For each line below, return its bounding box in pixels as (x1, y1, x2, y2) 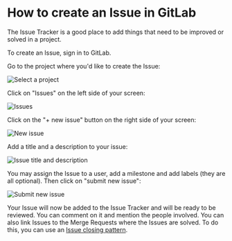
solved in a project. (7, 35, 62, 43)
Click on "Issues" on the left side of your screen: (7, 89, 145, 97)
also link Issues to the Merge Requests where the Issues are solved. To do (7, 218, 219, 226)
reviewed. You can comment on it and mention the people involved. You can (7, 211, 224, 219)
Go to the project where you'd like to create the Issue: (7, 62, 161, 70)
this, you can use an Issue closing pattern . (7, 225, 128, 233)
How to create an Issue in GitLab (7, 5, 197, 21)
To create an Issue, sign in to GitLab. (7, 48, 111, 57)
